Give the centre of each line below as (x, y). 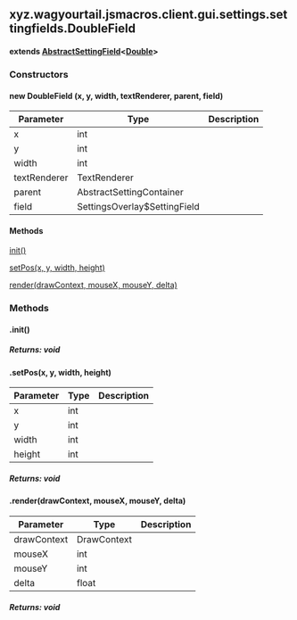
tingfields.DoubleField (73, 29)
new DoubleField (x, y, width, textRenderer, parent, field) (116, 95)
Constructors (39, 74)
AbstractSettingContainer (131, 193)
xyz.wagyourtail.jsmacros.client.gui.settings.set (148, 15)
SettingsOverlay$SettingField (138, 207)
